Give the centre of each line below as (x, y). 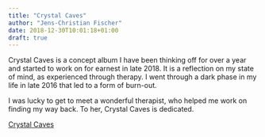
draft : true (28, 38)
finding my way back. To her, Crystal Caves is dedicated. (101, 109)
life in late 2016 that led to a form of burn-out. (83, 86)
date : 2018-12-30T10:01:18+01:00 (63, 30)
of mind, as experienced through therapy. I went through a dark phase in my (132, 77)
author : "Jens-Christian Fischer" (65, 23)
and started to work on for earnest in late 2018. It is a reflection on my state (131, 69)
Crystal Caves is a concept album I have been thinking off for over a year (127, 60)
